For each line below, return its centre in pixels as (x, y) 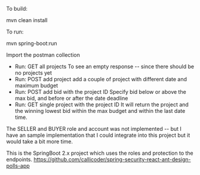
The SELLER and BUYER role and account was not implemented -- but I (94, 129)
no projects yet (33, 73)
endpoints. (19, 159)
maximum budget (36, 85)
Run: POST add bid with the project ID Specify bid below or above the (100, 92)
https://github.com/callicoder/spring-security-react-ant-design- (112, 159)
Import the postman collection (43, 55)
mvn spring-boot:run (32, 43)
